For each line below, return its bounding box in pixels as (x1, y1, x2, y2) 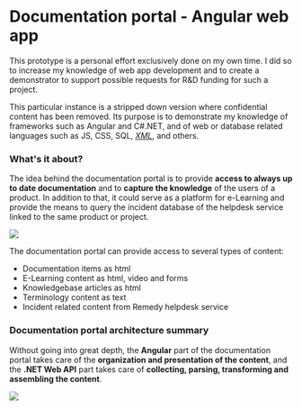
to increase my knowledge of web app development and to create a (9, 65, 260, 76)
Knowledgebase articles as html (22, 282, 141, 294)
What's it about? (9, 152, 84, 165)
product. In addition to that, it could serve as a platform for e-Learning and (9, 192, 285, 204)
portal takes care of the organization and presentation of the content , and (9, 354, 288, 365)
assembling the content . (9, 373, 102, 384)
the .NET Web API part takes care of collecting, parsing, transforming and (9, 363, 289, 375)
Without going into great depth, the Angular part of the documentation (9, 344, 271, 355)
